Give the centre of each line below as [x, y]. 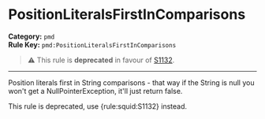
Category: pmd [32, 36]
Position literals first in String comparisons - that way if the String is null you [131, 82]
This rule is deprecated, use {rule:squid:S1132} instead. [98, 106]
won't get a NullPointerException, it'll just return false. [95, 91]
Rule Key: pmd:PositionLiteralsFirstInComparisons [92, 44]
